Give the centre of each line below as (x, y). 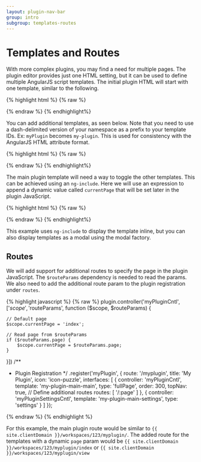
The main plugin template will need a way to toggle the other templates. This (100, 177)
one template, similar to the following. (52, 88)
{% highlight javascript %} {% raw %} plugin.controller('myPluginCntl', (93, 302)
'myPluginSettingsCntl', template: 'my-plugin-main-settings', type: (96, 399)
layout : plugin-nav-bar (36, 12)
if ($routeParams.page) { (38, 340)
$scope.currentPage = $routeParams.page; (69, 346)
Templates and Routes (63, 52)
